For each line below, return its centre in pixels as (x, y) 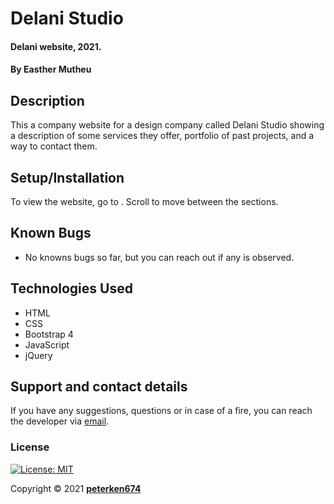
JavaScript (47, 344)
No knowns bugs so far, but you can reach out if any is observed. (159, 257)
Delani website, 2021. (56, 46)
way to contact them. (54, 146)
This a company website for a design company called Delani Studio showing (167, 125)
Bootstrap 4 (49, 334)
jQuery (38, 355)
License (30, 447)
